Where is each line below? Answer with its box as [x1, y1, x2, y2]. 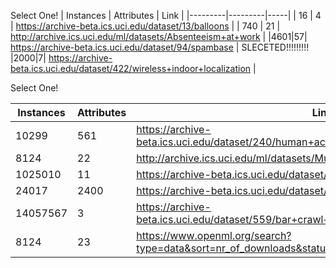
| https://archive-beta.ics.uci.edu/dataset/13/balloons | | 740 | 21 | [10, 20, 281, 32]
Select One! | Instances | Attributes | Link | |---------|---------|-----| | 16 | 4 [10, 10, 322, 21]
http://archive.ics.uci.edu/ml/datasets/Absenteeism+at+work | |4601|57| [10, 31, 308, 42]
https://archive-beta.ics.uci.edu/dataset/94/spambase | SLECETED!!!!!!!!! [10, 41, 310, 53]
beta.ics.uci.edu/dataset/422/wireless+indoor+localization [10, 63, 252, 74]
